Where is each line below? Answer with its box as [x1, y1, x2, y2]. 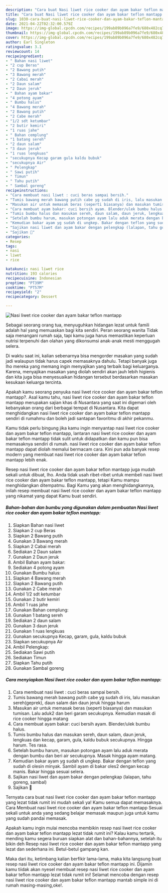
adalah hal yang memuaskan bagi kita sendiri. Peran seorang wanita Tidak [5, 327, 159, 333]
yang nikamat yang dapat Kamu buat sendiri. [5, 493, 98, 499]
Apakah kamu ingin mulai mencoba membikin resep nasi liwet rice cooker [5, 825, 157, 831]
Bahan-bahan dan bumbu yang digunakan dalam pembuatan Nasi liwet [5, 504, 159, 510]
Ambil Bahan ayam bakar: [12, 559, 66, 565]
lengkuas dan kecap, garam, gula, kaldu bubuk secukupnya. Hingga [12, 737, 153, 743]
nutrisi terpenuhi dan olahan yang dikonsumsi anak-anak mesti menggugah [5, 338, 161, 344]
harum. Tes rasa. [12, 742, 48, 748]
